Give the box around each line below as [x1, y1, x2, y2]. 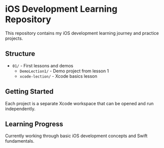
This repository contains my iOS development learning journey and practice [5, 30, 159, 36]
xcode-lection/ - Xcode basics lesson [19, 73, 98, 79]
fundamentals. [5, 138, 35, 144]
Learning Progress [5, 119, 63, 128]
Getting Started [5, 88, 54, 96]
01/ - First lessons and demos [12, 62, 74, 68]
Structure [5, 50, 36, 58]
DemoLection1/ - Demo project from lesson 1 [19, 68, 109, 74]
